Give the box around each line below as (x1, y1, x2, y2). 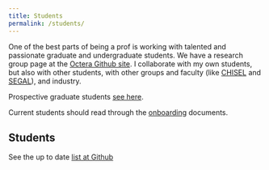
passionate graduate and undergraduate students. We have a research (8, 50, 244, 60)
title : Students (8, 11, 63, 20)
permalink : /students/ (8, 19, 85, 28)
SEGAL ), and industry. (8, 76, 82, 86)
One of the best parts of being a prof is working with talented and (8, 41, 226, 51)
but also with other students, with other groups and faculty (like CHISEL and (8, 67, 261, 77)
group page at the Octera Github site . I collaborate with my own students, (8, 58, 253, 69)
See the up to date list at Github (8, 152, 114, 162)
